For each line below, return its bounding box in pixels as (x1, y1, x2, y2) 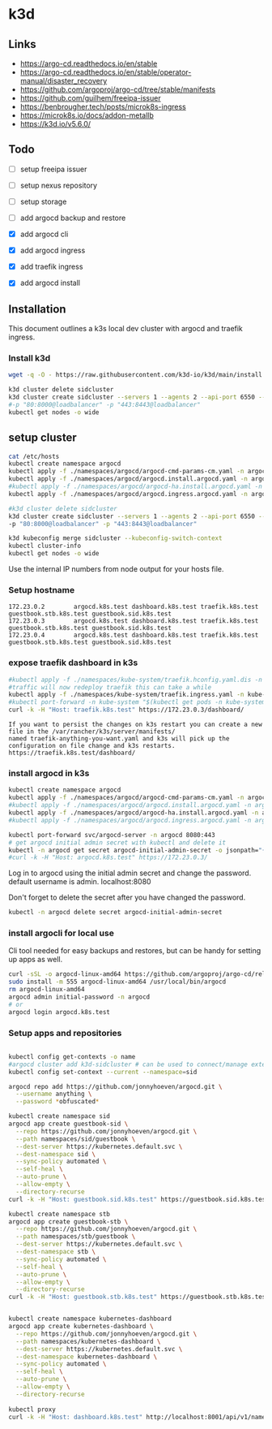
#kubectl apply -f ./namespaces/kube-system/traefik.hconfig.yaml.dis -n (8, 676, 263, 684)
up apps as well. (8, 955, 63, 965)
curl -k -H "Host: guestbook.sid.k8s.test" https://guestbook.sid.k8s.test (8, 1195, 270, 1203)
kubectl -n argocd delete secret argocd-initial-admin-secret (8, 909, 223, 917)
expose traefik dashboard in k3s (8, 657, 138, 668)
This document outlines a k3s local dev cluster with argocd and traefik (8, 324, 243, 334)
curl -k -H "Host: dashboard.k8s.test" (8, 1413, 143, 1421)
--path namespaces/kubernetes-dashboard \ (15, 1337, 161, 1345)
